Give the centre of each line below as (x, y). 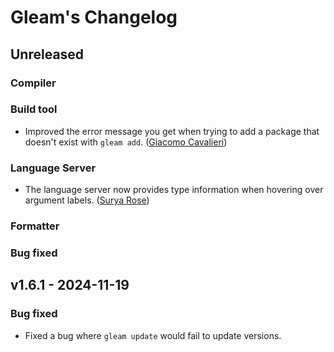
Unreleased (47, 54)
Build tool (34, 109)
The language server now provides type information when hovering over (174, 190)
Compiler (33, 83)
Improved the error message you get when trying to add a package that (172, 131)
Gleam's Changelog (94, 17)
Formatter (35, 226)
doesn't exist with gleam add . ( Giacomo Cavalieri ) (126, 142)
